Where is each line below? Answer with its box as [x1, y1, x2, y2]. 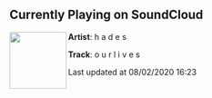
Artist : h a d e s [67, 31, 127, 42]
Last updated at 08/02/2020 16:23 [67, 66, 197, 77]
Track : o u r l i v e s [67, 49, 141, 60]
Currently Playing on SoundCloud [9, 7, 204, 23]
